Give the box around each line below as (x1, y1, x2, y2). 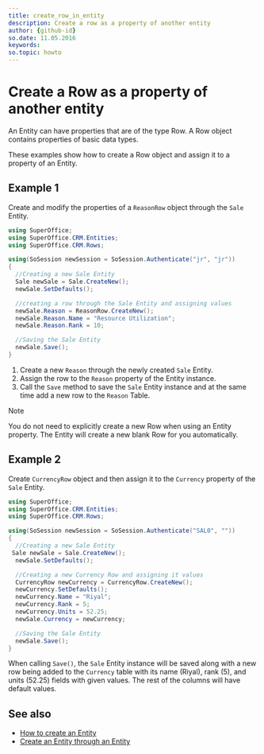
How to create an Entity (19, 729, 97, 738)
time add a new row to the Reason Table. (19, 391, 151, 400)
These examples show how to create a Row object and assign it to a (8, 150, 230, 159)
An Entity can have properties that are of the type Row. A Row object (8, 126, 232, 135)
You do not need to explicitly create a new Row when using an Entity (8, 421, 231, 430)
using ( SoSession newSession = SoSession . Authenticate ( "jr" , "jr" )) (8, 255, 236, 263)
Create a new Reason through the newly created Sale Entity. (19, 365, 213, 375)
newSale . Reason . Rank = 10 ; (15, 321, 105, 330)
